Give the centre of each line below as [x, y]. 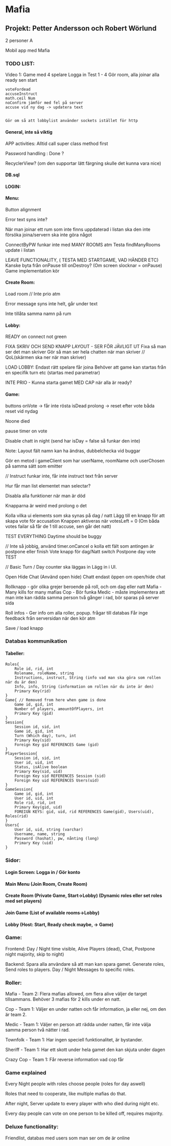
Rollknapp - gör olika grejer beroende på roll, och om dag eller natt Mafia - [83, 587]
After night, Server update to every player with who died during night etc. [82, 1104]
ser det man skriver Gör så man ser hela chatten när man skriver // [75, 352]
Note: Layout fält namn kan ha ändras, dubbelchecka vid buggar [73, 451]
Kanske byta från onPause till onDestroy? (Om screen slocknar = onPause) [84, 265]
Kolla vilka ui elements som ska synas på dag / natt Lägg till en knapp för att [85, 515]
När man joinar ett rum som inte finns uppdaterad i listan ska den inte [78, 229]
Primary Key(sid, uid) [39, 771]
